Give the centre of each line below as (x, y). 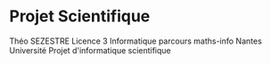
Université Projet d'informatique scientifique (90, 50)
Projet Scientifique (80, 16)
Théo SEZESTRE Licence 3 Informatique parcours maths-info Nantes (136, 41)
